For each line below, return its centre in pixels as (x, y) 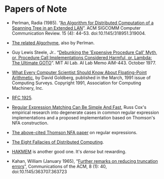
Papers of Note (36, 9)
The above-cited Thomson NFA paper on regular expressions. (74, 132)
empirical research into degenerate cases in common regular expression (85, 112)
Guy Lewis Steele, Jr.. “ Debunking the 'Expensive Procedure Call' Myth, (84, 52)
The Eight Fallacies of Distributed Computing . (58, 142)
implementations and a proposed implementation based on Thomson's (83, 117)
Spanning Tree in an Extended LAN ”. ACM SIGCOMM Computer (76, 28)
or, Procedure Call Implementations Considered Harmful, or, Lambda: (82, 57)
